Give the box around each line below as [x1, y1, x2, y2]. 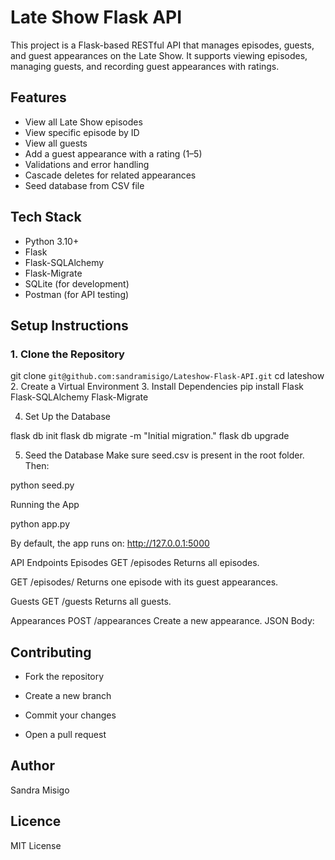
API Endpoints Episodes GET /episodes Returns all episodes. [10, 557, 260, 569]
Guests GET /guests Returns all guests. [10, 596, 172, 608]
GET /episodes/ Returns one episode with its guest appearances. [10, 576, 279, 588]
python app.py [10, 518, 71, 530]
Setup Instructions [10, 317, 129, 334]
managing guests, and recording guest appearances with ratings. [10, 60, 280, 72]
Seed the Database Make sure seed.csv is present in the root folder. [24, 449, 305, 461]
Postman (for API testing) [24, 288, 130, 300]
